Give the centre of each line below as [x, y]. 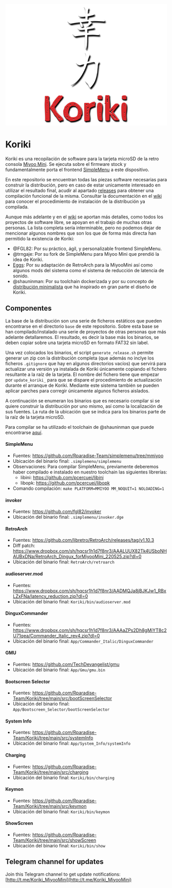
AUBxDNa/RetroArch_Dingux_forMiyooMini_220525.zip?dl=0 [77, 557]
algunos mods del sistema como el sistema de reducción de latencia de [88, 270]
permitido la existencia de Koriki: [40, 238]
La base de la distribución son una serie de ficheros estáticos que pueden [84, 320]
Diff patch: [24, 545]
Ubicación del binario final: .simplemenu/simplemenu [67, 461]
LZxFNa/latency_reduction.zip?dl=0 [50, 596]
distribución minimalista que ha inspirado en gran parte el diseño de [84, 287]
